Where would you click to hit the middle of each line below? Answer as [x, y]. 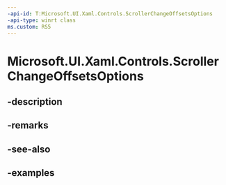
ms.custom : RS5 [29, 27]
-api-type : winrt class [42, 20]
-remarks [28, 125]
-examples [31, 173]
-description [35, 102]
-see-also [29, 149]
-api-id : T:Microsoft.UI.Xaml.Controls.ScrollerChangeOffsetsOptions [110, 14]
